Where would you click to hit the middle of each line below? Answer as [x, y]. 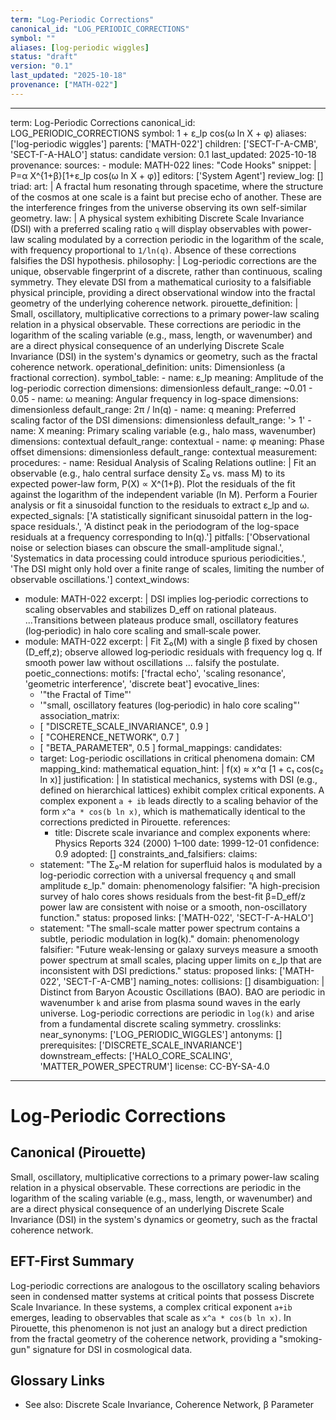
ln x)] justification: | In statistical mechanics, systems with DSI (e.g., [178, 779]
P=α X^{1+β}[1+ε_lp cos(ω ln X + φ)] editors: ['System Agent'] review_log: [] [167, 175]
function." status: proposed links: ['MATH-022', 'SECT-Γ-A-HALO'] [176, 917]
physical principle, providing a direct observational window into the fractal [163, 292]
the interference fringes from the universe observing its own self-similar [158, 207]
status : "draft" [44, 57]
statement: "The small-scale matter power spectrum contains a [170, 928]
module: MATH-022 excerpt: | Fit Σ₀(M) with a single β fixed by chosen [171, 641]
